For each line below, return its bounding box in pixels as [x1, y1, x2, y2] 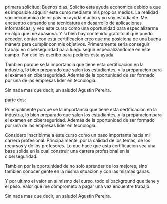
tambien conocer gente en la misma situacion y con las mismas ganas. [5, 168, 151, 174]
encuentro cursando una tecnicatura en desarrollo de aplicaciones [5, 20, 142, 26]
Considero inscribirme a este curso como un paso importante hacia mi [5, 132, 150, 138]
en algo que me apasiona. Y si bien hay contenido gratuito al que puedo [5, 31, 153, 36]
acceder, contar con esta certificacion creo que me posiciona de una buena [5, 36, 161, 42]
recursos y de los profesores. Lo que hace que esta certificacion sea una [5, 143, 156, 149]
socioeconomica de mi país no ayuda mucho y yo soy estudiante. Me [5, 15, 147, 20]
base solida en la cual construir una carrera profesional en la [5, 148, 130, 154]
